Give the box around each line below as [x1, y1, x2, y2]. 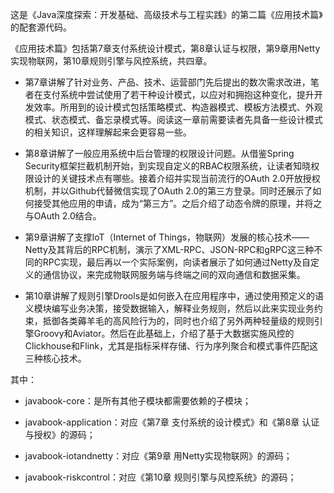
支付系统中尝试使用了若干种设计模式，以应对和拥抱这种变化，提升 [42, 89, 315, 100]
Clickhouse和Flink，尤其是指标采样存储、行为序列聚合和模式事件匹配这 [24, 340, 318, 352]
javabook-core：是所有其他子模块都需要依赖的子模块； [24, 395, 252, 407]
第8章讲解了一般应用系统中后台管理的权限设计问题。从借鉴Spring [24, 148, 295, 159]
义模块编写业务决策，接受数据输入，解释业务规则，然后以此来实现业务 [24, 303, 315, 314]
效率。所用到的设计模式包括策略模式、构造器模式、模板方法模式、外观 [33, 101, 323, 113]
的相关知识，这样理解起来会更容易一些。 [24, 126, 192, 138]
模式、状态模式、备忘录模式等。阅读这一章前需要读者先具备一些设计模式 [24, 114, 323, 125]
